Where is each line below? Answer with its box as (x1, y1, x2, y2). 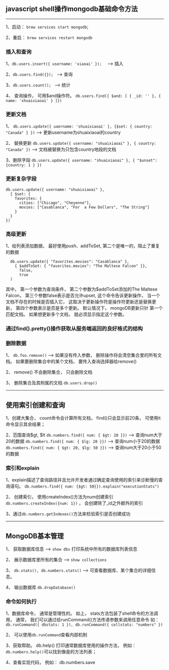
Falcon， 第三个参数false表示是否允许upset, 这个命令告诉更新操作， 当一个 (6, 293, 160, 298)
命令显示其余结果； (6, 421, 46, 427)
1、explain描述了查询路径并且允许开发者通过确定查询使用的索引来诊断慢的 (6, 477, 158, 483)
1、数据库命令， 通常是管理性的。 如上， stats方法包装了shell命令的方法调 (6, 610, 158, 617)
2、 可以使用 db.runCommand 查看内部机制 (6, 632, 87, 638)
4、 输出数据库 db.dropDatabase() (6, 585, 76, 591)
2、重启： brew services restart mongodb (6, 34, 93, 40)
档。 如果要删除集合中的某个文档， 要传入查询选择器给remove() (6, 358, 137, 364)
